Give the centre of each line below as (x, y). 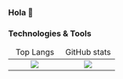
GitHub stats (88, 52)
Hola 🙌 (21, 13)
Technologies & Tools (50, 33)
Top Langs (35, 52)
